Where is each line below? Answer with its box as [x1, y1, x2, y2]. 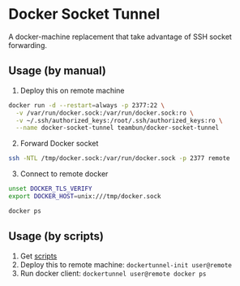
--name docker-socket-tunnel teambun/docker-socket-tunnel [15, 123, 220, 132]
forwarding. [8, 40, 47, 50]
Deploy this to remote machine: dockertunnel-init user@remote [19, 259, 233, 269]
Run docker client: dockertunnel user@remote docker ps [19, 268, 207, 278]
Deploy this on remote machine [19, 85, 125, 95]
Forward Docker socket [19, 139, 99, 149]
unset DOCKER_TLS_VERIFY [8, 184, 92, 193]
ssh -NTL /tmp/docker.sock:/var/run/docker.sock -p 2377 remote [8, 154, 230, 162]
